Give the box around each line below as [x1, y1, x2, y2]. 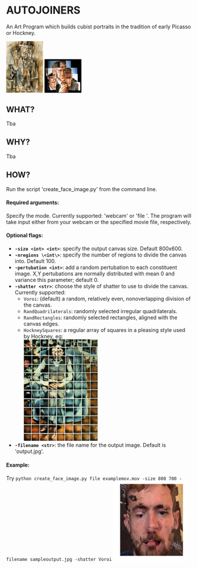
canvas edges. [23, 320, 60, 327]
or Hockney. [6, 29, 36, 36]
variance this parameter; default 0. [14, 277, 99, 284]
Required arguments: [6, 199, 59, 206]
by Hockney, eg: [23, 333, 64, 340]
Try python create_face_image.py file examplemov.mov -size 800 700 [6, 474, 177, 481]
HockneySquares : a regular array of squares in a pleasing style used [23, 327, 186, 334]
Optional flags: [6, 232, 43, 239]
